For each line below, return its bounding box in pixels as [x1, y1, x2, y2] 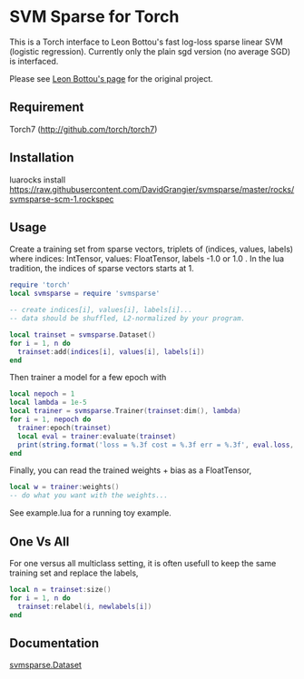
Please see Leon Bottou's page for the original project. [9, 73, 213, 84]
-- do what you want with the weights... [9, 491, 169, 500]
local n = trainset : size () [9, 585, 112, 594]
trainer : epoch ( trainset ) [17, 423, 112, 432]
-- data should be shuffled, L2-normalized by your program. [9, 314, 246, 323]
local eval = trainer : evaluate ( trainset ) [17, 431, 177, 441]
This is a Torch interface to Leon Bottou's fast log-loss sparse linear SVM [9, 36, 283, 47]
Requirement [9, 100, 84, 115]
